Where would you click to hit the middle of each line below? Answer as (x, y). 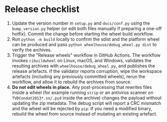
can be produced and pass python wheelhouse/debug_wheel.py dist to (84, 44)
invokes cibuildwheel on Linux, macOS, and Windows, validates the (82, 60)
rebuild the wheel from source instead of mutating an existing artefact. (84, 113)
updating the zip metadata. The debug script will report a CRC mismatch (86, 103)
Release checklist (42, 9)
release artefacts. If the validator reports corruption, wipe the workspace (87, 71)
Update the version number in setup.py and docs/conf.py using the (81, 23)
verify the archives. (32, 50)
